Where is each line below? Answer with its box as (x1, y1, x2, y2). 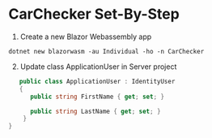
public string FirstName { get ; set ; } (29, 93, 164, 101)
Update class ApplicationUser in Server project (19, 62, 177, 71)
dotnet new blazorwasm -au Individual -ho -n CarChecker (8, 47, 205, 55)
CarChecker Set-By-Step (8, 5, 180, 24)
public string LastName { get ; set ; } (29, 107, 161, 115)
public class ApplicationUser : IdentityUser (19, 77, 176, 85)
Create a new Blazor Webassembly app (19, 32, 152, 41)
